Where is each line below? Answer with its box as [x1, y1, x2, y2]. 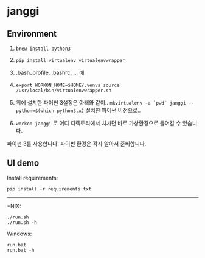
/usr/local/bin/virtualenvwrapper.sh [15, 88, 112, 94]
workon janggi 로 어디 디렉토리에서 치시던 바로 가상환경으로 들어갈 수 [15, 120, 181, 127]
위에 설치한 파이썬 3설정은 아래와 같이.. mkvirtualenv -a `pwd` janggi [15, 99, 186, 106]
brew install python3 [15, 46, 71, 52]
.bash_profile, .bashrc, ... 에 [15, 69, 85, 76]
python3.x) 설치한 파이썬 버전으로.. [57, 106, 141, 114]
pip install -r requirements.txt [7, 186, 92, 192]
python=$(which [15, 108, 55, 114]
